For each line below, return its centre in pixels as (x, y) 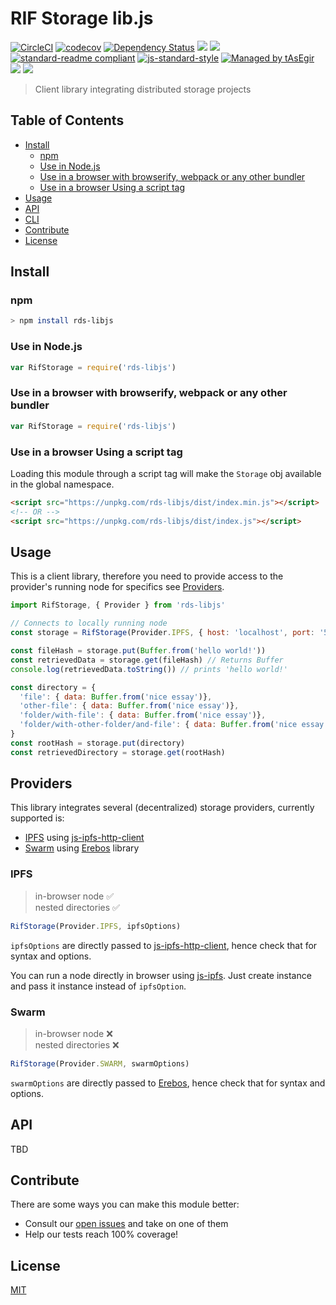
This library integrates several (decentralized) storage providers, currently (162, 808)
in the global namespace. (62, 484)
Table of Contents (67, 120)
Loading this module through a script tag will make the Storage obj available (166, 473)
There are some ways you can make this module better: (125, 1204)
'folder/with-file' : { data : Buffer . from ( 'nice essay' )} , (143, 715)
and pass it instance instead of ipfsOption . (98, 986)
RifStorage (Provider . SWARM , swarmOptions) (100, 1063)
